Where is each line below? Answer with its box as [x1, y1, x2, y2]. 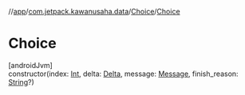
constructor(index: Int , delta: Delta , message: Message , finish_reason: [8, 69, 239, 78]
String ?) [8, 77, 34, 86]
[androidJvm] [8, 60, 53, 70]
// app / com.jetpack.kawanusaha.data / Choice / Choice [8, 7, 181, 16]
